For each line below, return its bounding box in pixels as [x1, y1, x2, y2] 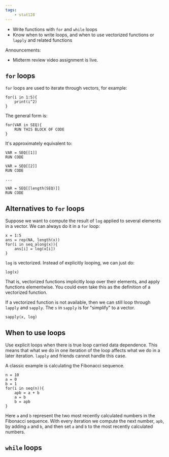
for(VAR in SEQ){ [5, 123, 42, 128]
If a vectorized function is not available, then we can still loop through [5, 299, 151, 306]
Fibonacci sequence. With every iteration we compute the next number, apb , [5, 418, 164, 424]
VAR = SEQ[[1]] [5, 150, 38, 155]
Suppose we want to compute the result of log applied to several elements [5, 218, 161, 224]
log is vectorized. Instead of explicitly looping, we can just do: [5, 260, 134, 266]
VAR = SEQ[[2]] [5, 164, 38, 169]
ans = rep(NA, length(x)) [5, 237, 60, 243]
